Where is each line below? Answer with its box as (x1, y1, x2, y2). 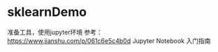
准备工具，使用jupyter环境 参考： (7, 28, 103, 36)
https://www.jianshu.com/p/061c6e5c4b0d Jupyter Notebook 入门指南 (7, 36, 211, 45)
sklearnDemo (7, 4, 87, 20)
